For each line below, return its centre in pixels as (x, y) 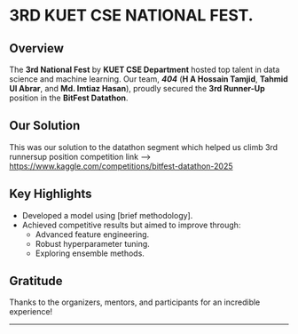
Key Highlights (51, 194)
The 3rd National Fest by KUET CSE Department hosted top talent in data (145, 69)
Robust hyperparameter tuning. (93, 243)
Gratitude (36, 281)
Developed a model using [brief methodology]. (107, 215)
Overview (37, 48)
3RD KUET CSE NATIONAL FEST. (132, 16)
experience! (31, 312)
